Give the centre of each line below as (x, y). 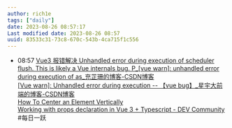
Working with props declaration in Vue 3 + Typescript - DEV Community (121, 110)
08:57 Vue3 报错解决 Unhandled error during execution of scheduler (116, 61)
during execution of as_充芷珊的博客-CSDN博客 (86, 77)
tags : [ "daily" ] (31, 20)
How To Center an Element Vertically (70, 102)
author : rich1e (29, 14)
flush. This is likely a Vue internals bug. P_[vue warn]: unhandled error (118, 69)
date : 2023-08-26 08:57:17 (46, 27)
